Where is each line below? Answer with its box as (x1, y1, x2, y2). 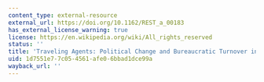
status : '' (8, 41, 44, 48)
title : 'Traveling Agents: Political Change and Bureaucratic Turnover (8, 48, 247, 55)
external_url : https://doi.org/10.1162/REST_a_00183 (8, 19, 185, 27)
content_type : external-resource (8, 11, 118, 20)
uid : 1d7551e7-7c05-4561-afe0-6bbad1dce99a (8, 55, 153, 63)
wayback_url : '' (8, 62, 61, 70)
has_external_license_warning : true (8, 26, 128, 34)
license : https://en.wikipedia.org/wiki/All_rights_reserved (8, 33, 213, 41)
